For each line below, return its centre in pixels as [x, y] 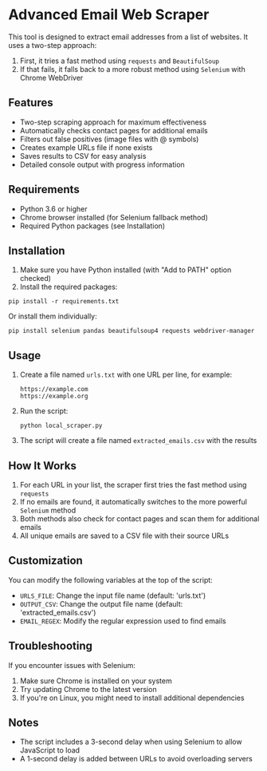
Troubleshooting [51, 646]
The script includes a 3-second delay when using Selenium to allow [131, 742]
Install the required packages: [69, 287]
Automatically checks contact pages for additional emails [114, 130]
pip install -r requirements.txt [64, 302]
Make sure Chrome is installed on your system [96, 681]
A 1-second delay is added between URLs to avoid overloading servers [136, 759]
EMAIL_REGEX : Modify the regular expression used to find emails [123, 621]
